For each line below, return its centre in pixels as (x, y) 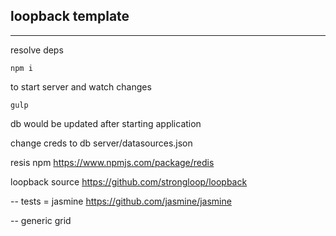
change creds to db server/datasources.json (101, 143)
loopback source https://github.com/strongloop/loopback (129, 181)
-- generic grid (41, 220)
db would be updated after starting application (106, 123)
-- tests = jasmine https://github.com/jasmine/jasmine (121, 201)
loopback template (70, 16)
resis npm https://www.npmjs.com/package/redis (112, 162)
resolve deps (37, 50)
